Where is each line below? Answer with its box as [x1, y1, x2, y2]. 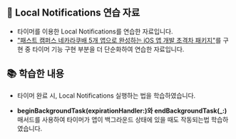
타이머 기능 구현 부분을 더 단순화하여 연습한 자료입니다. [32, 45, 185, 53]
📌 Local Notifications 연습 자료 [6, 6, 140, 19]
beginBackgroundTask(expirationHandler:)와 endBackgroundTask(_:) [16, 106, 227, 115]
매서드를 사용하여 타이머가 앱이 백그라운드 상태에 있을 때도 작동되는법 [16, 115, 210, 123]
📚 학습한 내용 [6, 68, 65, 80]
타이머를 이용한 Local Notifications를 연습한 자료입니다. [16, 27, 173, 36]
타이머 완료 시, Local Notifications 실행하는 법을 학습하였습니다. [16, 91, 196, 100]
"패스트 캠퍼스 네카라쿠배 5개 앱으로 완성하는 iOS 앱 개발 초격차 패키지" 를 [16, 36, 222, 44]
